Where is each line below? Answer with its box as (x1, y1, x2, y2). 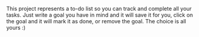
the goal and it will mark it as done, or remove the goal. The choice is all (6, 18, 187, 24)
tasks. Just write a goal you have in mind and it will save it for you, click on (6, 11, 194, 18)
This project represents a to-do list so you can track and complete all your (6, 5, 192, 12)
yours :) (6, 24, 26, 31)
